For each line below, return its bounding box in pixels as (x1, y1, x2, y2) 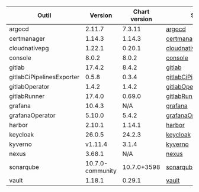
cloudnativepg (9, 44, 49, 52)
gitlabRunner (9, 92, 45, 100)
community (85, 167, 117, 175)
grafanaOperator (9, 112, 56, 119)
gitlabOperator (9, 83, 50, 90)
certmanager (9, 35, 46, 43)
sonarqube (9, 163, 40, 171)
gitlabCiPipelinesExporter (9, 73, 80, 81)
